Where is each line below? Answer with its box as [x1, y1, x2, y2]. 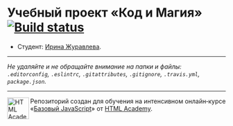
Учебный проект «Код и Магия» [7, 5, 202, 21]
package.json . [7, 77, 46, 85]
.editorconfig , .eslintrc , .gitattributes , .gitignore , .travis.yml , [7, 69, 200, 78]
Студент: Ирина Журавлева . [17, 42, 102, 51]
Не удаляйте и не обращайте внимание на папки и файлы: [7, 62, 182, 71]
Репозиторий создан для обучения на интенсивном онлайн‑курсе [30, 97, 226, 105]
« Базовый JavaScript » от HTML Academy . [30, 104, 153, 112]
